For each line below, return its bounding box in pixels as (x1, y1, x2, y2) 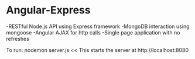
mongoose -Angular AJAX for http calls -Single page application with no (6, 29, 180, 36)
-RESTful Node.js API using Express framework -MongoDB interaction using (6, 23, 190, 30)
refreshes (6, 35, 29, 42)
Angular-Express (6, 4, 91, 17)
